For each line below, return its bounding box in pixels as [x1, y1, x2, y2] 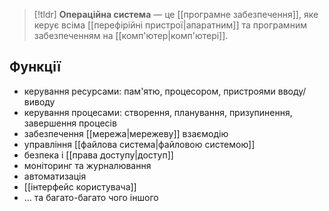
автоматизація [23, 170, 87, 182]
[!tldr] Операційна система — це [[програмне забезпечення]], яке [33, 9, 319, 20]
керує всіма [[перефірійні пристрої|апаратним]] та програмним [33, 19, 307, 31]
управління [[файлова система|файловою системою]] [23, 138, 256, 150]
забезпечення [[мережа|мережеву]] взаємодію [23, 127, 229, 139]
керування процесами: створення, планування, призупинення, [23, 106, 293, 118]
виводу [23, 95, 56, 108]
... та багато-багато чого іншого [23, 191, 159, 203]
